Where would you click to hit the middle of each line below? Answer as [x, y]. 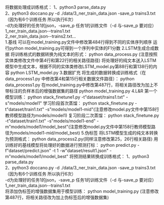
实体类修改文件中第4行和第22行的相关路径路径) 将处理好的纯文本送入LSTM [81, 60]
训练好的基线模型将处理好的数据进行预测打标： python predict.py [71, 145]
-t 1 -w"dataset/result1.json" [80, 150]
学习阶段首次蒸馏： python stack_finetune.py [89, 103]
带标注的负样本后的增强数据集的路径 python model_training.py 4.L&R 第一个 [81, 91]
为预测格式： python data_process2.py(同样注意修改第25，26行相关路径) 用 [82, 139]
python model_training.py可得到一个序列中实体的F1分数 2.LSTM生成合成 [82, 48]
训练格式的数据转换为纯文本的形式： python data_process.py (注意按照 [86, 54]
